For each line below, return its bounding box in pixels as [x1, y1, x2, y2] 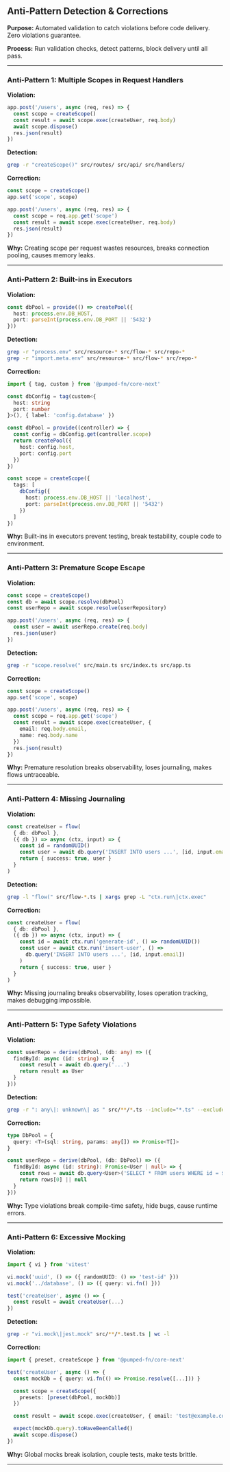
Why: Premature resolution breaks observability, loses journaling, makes [7, 763, 212, 771]
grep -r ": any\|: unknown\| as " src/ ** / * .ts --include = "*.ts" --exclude [7, 1106, 225, 1113]
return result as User [19, 1068, 84, 1075]
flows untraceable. [7, 771, 60, 779]
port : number [13, 406, 51, 412]
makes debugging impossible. [7, 996, 92, 1005]
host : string [13, 399, 51, 406]
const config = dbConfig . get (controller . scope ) [13, 431, 152, 438]
